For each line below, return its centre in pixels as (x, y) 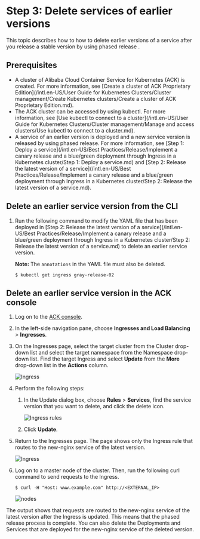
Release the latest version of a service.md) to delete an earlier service (101, 246)
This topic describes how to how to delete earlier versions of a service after (99, 40)
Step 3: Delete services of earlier (90, 11)
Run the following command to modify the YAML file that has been (96, 221)
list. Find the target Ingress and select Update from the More (105, 359)
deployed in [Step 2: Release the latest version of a (77, 227)
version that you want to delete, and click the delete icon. (94, 406)
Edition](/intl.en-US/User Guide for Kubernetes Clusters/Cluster (93, 92)
